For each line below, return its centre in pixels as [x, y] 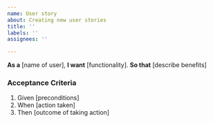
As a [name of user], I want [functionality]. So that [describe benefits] [107, 65]
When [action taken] [46, 105]
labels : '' [23, 33]
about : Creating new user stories [57, 20]
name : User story [32, 13]
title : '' [21, 26]
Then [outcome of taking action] [63, 113]
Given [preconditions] [48, 98]
